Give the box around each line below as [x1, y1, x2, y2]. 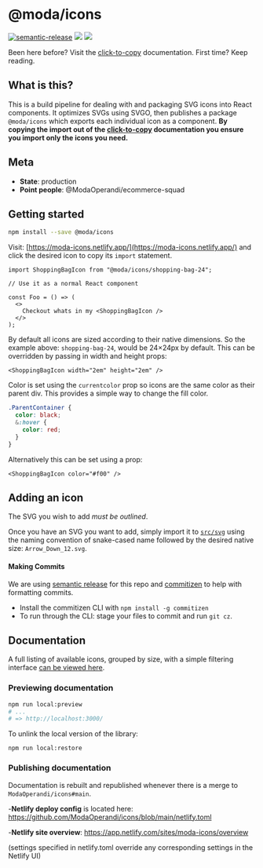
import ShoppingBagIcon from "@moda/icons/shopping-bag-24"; [8, 266, 213, 274]
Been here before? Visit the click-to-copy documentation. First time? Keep [8, 47, 248, 57]
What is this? [8, 78, 74, 92]
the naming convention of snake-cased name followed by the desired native [8, 535, 254, 545]
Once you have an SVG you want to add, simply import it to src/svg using [8, 527, 245, 537]
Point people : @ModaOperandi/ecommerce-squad [19, 184, 185, 194]
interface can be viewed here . [8, 663, 105, 673]
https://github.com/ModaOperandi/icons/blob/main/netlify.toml [8, 812, 212, 822]
